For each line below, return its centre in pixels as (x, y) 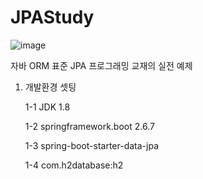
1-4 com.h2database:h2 (74, 165)
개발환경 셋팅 (50, 87)
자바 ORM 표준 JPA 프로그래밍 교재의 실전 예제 (101, 65)
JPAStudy (52, 17)
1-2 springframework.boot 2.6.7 (89, 126)
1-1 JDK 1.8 (47, 107)
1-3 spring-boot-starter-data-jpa (92, 145)
